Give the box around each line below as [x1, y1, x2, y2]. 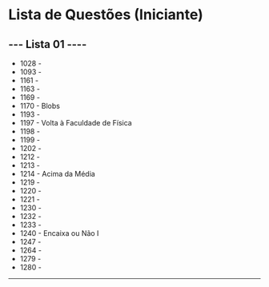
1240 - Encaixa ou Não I [19, 229, 99, 237]
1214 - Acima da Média [19, 169, 96, 178]
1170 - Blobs [19, 102, 60, 110]
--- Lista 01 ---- [8, 38, 87, 51]
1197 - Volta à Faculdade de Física [19, 118, 132, 127]
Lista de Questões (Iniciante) [8, 6, 204, 24]
